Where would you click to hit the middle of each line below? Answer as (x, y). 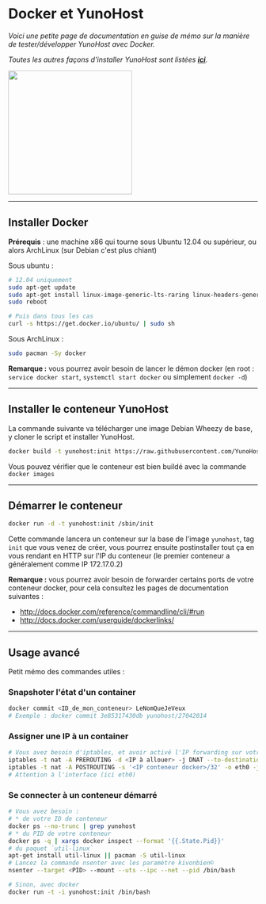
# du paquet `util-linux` (51, 849)
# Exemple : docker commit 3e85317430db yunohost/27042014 (108, 716)
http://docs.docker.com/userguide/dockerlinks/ (97, 620)
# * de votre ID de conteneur (58, 819)
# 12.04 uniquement (40, 280)
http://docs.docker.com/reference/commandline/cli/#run (112, 612)
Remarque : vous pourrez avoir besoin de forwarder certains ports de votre (131, 580)
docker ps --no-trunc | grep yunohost (72, 826)
